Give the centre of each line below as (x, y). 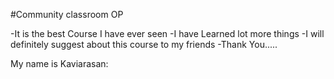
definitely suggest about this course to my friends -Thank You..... (144, 44)
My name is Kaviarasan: (59, 63)
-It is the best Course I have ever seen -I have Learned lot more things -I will (167, 33)
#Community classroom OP (67, 14)
